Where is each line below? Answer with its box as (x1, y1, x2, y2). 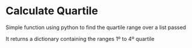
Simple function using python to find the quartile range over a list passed (5, 24, 187, 31)
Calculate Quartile (5, 4, 99, 18)
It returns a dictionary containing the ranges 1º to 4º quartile (5, 35, 155, 42)
